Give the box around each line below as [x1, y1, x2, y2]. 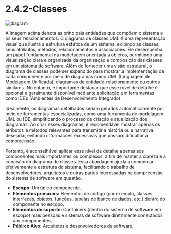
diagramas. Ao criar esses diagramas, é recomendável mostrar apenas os [5, 121, 160, 127]
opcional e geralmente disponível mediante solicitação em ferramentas [5, 90, 155, 96]
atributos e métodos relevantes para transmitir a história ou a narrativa [5, 126, 154, 133]
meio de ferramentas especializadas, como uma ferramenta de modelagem [5, 111, 163, 117]
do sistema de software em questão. [5, 175, 82, 181]
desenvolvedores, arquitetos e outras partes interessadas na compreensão [5, 169, 163, 176]
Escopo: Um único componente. [12, 185, 81, 191]
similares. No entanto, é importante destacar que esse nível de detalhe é [5, 84, 158, 90]
